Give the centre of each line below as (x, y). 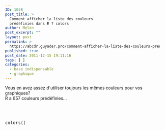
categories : (17, 65)
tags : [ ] (15, 60)
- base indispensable (32, 69)
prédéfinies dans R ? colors (39, 23)
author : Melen (20, 28)
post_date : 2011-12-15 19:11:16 (38, 55)
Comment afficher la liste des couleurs (51, 19)
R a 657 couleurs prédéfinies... (36, 98)
